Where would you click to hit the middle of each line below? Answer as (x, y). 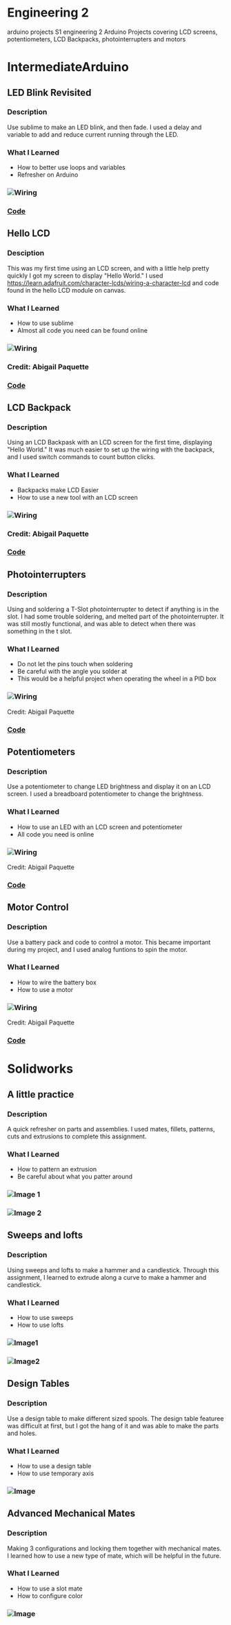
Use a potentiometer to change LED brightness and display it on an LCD (109, 787)
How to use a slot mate (50, 1588)
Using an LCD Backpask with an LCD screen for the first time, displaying (110, 442)
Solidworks (40, 1069)
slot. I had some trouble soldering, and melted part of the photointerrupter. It (115, 616)
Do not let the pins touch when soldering (75, 664)
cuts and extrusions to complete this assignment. (77, 1136)
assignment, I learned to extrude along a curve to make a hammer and (107, 1277)
